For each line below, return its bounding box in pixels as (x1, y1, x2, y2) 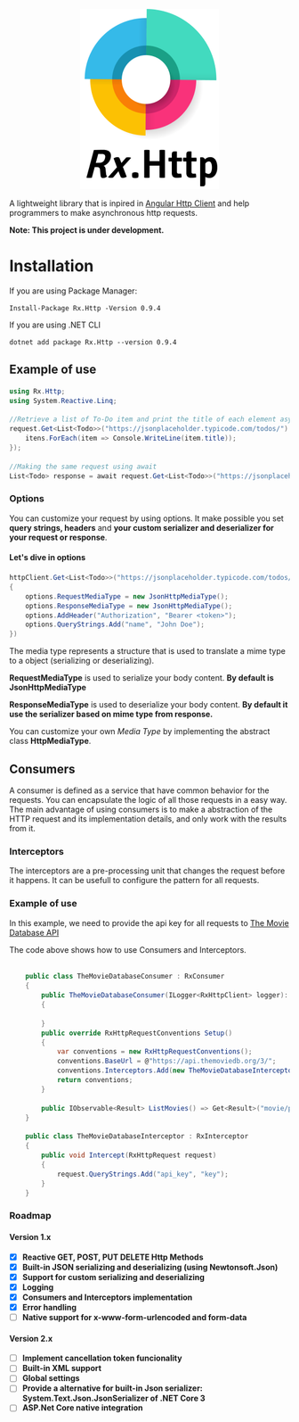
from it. (9, 823, 36, 833)
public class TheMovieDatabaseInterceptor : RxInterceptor (25, 1132, 249, 1141)
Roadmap (9, 1210, 52, 1222)
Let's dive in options (9, 552, 86, 563)
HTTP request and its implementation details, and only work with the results (9, 813, 287, 824)
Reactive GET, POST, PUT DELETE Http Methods (21, 1252, 204, 1262)
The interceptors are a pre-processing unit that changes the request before (9, 865, 286, 876)
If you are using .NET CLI (9, 319, 101, 330)
